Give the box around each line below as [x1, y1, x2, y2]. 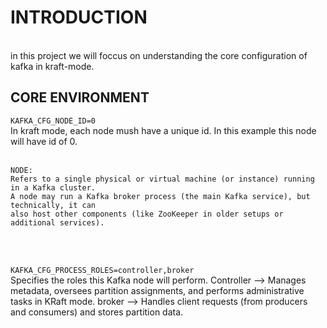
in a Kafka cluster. [10, 182, 97, 193]
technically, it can [10, 200, 97, 210]
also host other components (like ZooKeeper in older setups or [10, 209, 284, 219]
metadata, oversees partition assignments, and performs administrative [10, 284, 305, 296]
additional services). [10, 217, 105, 228]
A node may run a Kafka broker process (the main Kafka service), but [10, 191, 311, 201]
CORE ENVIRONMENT [10, 89, 150, 106]
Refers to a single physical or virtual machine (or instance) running [10, 174, 315, 184]
